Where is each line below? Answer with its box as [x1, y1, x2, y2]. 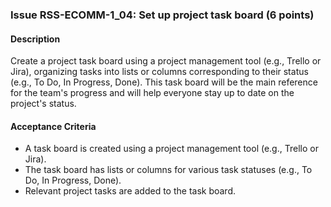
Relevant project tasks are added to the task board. [24, 185, 237, 197]
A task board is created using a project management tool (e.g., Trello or [24, 143, 319, 155]
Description [10, 33, 61, 45]
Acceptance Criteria [10, 120, 97, 132]
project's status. [10, 98, 77, 110]
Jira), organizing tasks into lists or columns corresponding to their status [10, 66, 309, 78]
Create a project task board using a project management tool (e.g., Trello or [10, 55, 322, 67]
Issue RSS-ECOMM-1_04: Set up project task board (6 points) [10, 8, 315, 22]
